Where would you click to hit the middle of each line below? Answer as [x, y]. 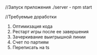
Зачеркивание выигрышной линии [49, 37]
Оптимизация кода [33, 26]
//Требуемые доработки [31, 17]
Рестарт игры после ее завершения [50, 31]
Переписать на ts [31, 47]
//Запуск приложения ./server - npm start [48, 7]
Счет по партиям [30, 42]
